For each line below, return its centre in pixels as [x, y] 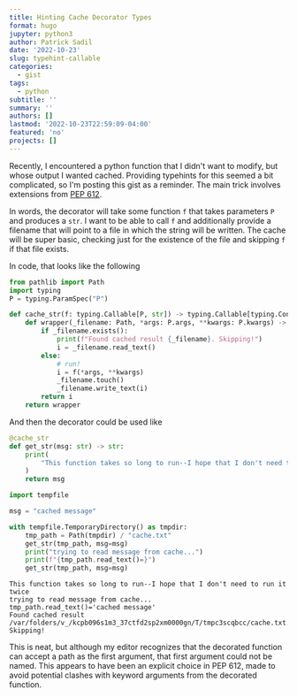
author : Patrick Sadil [51, 42]
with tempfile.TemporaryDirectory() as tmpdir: [99, 527]
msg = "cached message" [53, 511]
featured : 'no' [37, 133]
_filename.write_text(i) [102, 389]
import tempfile [39, 495]
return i [57, 397]
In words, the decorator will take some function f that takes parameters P [142, 211]
